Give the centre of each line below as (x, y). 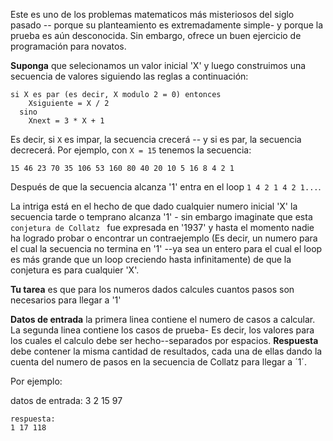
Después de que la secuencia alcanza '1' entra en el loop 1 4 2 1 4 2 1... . (166, 187)
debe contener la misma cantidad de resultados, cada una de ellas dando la (166, 351)
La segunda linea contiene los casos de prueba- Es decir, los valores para (162, 330)
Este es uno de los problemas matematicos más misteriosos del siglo (152, 14)
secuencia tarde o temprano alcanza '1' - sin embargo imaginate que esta (161, 217)
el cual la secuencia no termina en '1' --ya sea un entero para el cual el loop (166, 248)
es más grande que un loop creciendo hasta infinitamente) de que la (151, 259)
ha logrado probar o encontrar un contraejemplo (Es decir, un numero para (164, 238)
